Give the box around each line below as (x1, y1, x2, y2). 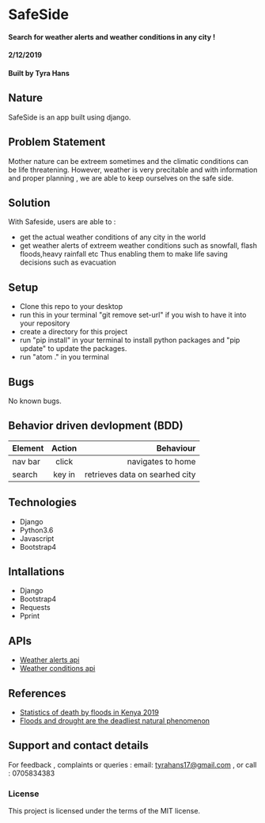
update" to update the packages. (19, 344, 127, 353)
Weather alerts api (19, 655, 80, 665)
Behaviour (156, 442, 196, 453)
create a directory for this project (19, 327, 128, 337)
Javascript (19, 533, 55, 543)
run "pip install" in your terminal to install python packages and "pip (19, 335, 240, 345)
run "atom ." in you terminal (19, 352, 109, 362)
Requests (19, 603, 51, 612)
